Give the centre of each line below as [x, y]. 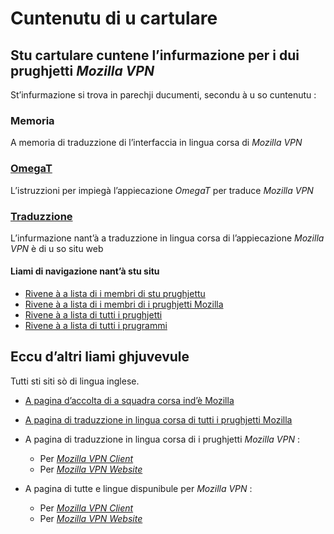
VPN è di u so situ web [57, 248]
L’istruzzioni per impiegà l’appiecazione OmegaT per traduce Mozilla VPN [162, 190]
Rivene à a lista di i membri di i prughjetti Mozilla [124, 304]
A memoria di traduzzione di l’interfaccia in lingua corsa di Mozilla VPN [156, 143]
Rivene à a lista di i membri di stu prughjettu [115, 294]
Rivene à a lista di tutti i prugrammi [96, 326]
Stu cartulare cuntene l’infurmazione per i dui [155, 55]
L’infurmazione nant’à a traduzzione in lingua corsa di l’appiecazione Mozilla [167, 238]
